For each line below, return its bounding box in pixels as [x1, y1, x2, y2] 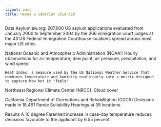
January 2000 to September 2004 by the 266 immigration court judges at [5, 30, 153, 36]
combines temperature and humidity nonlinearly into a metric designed [5, 74, 154, 79]
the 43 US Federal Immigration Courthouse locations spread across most [5, 35, 152, 42]
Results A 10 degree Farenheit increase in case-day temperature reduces [5, 111, 152, 117]
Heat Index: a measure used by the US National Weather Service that [5, 70, 150, 75]
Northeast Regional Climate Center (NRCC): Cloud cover [5, 87, 119, 93]
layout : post [5, 7, 32, 12]
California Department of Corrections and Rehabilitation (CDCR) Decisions [5, 96, 154, 103]
